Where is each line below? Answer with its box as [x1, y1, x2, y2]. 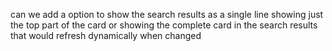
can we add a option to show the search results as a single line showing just [10, 9, 324, 20]
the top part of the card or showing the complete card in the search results [10, 19, 318, 31]
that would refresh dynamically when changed [10, 30, 202, 41]
